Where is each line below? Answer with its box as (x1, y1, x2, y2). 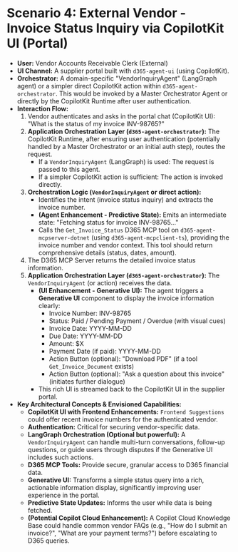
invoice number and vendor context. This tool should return (38, 240, 213, 249)
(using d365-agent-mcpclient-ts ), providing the (90, 233, 229, 242)
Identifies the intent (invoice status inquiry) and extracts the (38, 195, 214, 204)
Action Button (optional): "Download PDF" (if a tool (48, 354, 197, 363)
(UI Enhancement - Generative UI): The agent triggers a (38, 286, 204, 295)
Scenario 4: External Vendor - (6, 5, 187, 21)
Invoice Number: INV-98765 (48, 309, 132, 317)
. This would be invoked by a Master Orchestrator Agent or (55, 89, 228, 98)
